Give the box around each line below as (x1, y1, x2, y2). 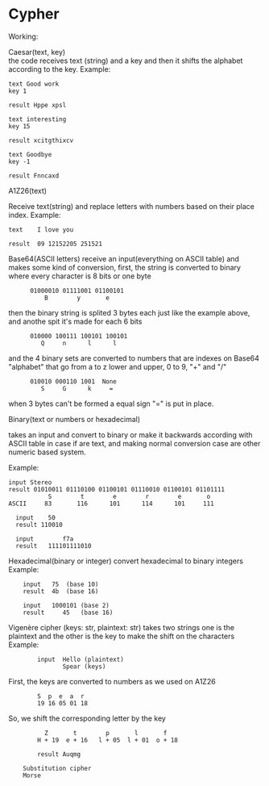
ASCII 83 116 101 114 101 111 (8, 500, 215, 508)
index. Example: (8, 210, 62, 219)
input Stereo (8, 478, 52, 487)
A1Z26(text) (8, 186, 47, 195)
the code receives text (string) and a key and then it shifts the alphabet (8, 56, 243, 65)
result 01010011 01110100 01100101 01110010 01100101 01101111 (8, 485, 226, 493)
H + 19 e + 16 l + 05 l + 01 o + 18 (37, 736, 179, 744)
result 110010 (15, 521, 63, 529)
